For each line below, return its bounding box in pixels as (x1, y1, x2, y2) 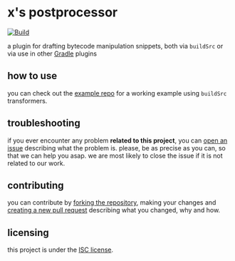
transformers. (7, 96, 48, 105)
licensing (7, 226, 50, 239)
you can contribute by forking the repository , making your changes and (7, 198, 216, 207)
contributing (7, 179, 64, 191)
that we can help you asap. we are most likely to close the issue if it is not (7, 151, 223, 160)
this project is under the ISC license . (7, 245, 114, 254)
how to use (7, 70, 58, 82)
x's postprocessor (7, 4, 118, 21)
